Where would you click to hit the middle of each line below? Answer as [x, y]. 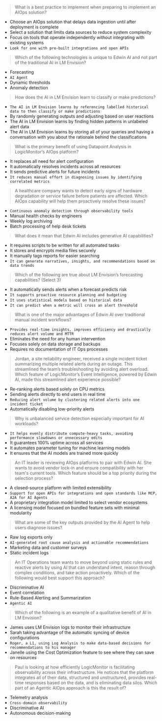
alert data [19, 127]
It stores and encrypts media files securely [53, 250]
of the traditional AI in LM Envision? [50, 63]
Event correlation [27, 592]
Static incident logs [29, 553]
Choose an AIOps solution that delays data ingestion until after [73, 22]
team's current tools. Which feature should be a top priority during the [86, 473]
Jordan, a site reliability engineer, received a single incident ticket [81, 359]
